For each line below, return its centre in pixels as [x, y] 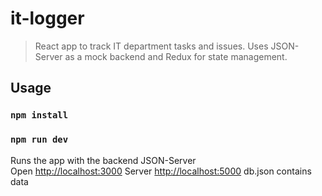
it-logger [47, 18]
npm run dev [39, 140]
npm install [39, 115]
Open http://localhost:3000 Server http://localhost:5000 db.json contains [161, 171]
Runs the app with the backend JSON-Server [103, 160]
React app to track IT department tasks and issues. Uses [151, 46]
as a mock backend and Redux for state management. [176, 56]
